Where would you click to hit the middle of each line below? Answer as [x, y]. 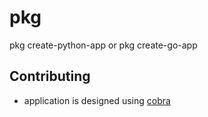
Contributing [50, 76]
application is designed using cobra [97, 100]
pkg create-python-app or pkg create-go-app [103, 45]
